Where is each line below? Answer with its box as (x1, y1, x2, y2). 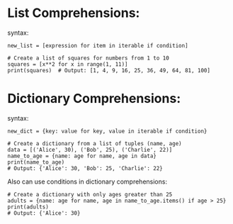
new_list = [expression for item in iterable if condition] (7, 42, 189, 49)
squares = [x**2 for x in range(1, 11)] (7, 60, 129, 68)
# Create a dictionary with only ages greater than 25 (7, 191, 173, 198)
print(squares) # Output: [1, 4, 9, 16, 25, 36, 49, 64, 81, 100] (7, 67, 211, 74)
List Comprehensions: (7, 5, 140, 21)
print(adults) (7, 203, 50, 211)
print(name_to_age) (7, 158, 65, 166)
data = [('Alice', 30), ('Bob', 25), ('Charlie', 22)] (7, 146, 173, 153)
